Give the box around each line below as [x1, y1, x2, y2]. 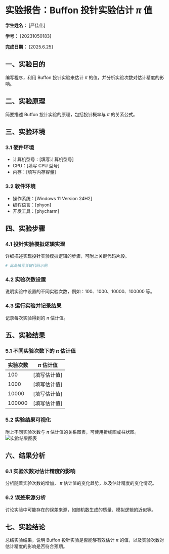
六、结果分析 [5, 451, 46, 460]
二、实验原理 [5, 97, 46, 106]
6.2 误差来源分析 [5, 494, 46, 501]
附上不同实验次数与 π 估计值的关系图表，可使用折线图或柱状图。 [5, 429, 139, 435]
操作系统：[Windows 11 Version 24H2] [12, 195, 93, 201]
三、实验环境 [5, 127, 46, 136]
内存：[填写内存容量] [12, 169, 57, 175]
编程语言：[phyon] [12, 202, 52, 208]
